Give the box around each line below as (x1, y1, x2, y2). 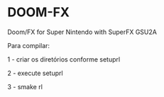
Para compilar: (7, 41, 50, 50)
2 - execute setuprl (7, 69, 63, 77)
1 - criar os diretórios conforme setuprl (7, 55, 121, 64)
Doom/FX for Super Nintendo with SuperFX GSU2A (7, 28, 158, 36)
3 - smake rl (7, 82, 43, 91)
